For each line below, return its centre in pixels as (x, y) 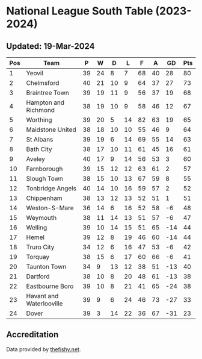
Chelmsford (43, 83)
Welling (37, 227)
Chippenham (44, 198)
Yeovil (35, 73)
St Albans (40, 139)
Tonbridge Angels (51, 188)
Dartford (38, 276)
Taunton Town (46, 267)
